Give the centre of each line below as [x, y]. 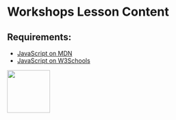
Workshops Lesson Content [88, 12]
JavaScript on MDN [45, 53]
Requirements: [39, 37]
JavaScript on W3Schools [53, 61]
